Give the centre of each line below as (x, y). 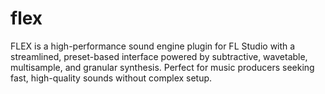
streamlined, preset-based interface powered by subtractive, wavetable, (159, 56)
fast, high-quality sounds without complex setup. (111, 78)
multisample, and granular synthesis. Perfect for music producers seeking (162, 67)
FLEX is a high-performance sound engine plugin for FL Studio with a (153, 46)
